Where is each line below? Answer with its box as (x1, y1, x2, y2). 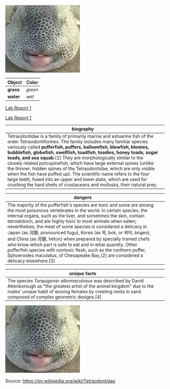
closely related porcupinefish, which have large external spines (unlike (7, 160, 154, 166)
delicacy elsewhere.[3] (7, 258, 56, 264)
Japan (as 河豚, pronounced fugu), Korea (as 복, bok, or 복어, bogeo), (7, 229, 151, 235)
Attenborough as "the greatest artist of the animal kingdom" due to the (7, 283, 154, 289)
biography (71, 126, 94, 132)
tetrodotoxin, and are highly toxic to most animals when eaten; (7, 218, 137, 224)
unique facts (69, 270, 97, 276)
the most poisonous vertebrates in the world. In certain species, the (7, 207, 148, 213)
